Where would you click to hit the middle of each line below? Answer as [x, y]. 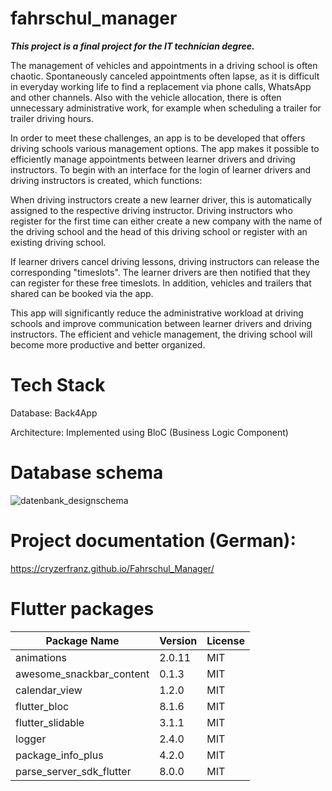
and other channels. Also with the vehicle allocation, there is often [146, 97]
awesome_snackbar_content [82, 674]
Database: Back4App [54, 413]
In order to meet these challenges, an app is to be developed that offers [158, 138]
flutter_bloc [42, 706]
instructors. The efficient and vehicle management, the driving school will [161, 334]
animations [41, 657]
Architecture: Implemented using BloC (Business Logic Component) [149, 432]
